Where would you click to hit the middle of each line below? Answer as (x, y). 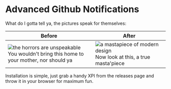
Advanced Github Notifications (72, 9)
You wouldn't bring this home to (46, 54)
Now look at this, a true (122, 57)
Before (49, 35)
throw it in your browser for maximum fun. (49, 81)
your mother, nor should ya (40, 60)
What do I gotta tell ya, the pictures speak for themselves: (66, 23)
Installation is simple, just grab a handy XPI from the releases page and (80, 76)
